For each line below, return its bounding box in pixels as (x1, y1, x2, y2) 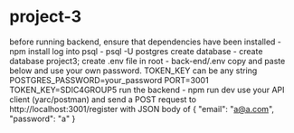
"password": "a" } (9, 113, 76, 124)
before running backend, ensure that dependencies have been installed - (9, 36, 282, 47)
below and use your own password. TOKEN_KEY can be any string (9, 65, 258, 76)
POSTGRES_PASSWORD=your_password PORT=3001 (9, 74, 210, 85)
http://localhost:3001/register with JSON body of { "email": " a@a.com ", (9, 103, 274, 114)
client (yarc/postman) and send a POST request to (9, 93, 197, 105)
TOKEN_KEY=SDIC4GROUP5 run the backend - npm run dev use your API (9, 84, 285, 95)
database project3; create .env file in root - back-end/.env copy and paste (9, 55, 286, 66)
